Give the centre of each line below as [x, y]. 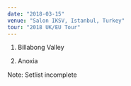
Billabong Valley [41, 48]
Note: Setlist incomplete [42, 75]
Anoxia [28, 61]
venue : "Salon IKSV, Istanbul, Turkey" [66, 21]
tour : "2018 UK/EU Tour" [44, 27]
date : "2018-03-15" [36, 14]
